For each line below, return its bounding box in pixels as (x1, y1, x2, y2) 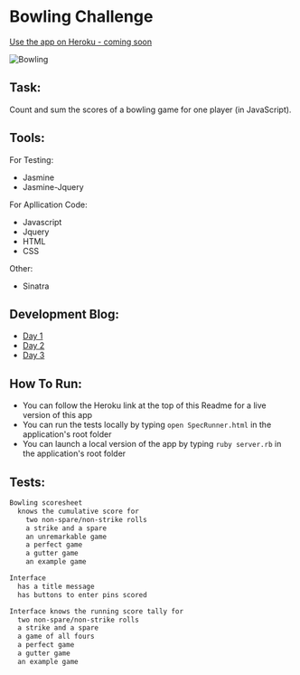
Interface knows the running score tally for (9, 606, 183, 616)
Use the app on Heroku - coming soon (9, 36, 152, 47)
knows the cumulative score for (17, 507, 140, 516)
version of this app (22, 410, 93, 421)
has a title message (17, 582, 95, 591)
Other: (9, 262, 33, 273)
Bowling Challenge (9, 6, 154, 27)
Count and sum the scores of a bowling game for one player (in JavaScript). (9, 104, 292, 115)
